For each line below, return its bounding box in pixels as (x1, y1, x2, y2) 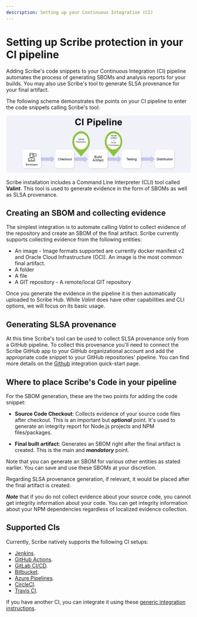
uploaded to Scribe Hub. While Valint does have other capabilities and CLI (6, 296, 185, 304)
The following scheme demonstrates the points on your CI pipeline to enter (6, 97, 187, 104)
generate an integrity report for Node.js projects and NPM (14, 423, 155, 430)
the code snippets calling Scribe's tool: (6, 103, 100, 111)
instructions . (6, 605, 36, 612)
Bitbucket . (14, 568, 39, 575)
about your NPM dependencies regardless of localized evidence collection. (6, 505, 188, 513)
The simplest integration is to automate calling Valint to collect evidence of (6, 224, 186, 231)
